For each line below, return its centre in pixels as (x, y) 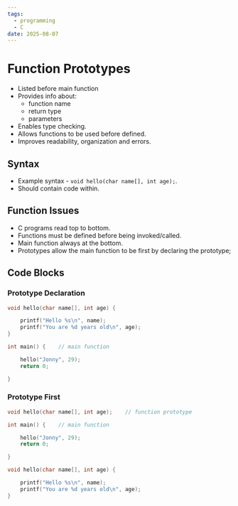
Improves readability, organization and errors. (84, 141)
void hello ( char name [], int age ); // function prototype (100, 412)
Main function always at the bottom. (70, 243)
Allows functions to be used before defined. (82, 134)
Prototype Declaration (46, 294)
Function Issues (43, 211)
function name (49, 104)
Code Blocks (36, 273)
